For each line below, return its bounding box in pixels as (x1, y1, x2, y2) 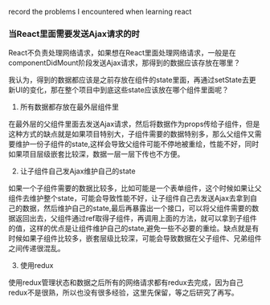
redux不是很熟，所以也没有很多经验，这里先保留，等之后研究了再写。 (8, 288, 239, 298)
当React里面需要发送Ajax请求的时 (8, 28, 141, 39)
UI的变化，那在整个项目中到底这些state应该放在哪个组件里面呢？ (14, 85, 229, 95)
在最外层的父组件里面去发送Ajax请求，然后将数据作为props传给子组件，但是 (8, 120, 260, 129)
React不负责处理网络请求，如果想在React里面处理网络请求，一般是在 (8, 48, 237, 58)
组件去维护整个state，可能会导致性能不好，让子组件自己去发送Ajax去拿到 (8, 193, 251, 203)
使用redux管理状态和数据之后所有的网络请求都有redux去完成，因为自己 (8, 278, 243, 287)
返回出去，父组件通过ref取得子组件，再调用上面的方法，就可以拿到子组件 (14, 213, 257, 223)
